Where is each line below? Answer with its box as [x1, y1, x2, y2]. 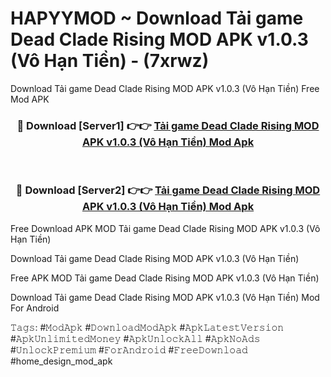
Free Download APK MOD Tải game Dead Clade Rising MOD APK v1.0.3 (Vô [10, 222, 321, 234]
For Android [10, 302, 60, 314]
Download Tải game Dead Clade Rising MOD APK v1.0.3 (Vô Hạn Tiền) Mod [10, 291, 320, 303]
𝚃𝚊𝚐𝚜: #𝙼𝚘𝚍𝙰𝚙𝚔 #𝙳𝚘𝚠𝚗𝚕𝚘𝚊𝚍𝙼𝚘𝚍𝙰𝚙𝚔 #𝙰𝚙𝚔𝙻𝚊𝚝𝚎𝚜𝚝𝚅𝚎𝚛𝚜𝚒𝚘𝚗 [10, 321, 285, 333]
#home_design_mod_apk [10, 355, 113, 367]
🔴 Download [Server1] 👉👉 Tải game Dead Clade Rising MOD [16, 118, 320, 132]
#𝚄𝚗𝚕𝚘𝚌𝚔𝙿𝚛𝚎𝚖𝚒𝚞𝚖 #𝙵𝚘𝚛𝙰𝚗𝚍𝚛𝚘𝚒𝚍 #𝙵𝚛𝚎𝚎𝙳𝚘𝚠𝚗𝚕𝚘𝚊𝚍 [10, 343, 248, 356]
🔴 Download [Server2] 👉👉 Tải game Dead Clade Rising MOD [15, 183, 321, 197]
